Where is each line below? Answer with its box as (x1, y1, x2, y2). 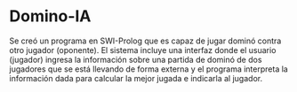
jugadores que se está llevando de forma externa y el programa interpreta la (9, 64, 289, 74)
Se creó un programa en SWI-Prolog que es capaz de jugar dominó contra (9, 35, 282, 46)
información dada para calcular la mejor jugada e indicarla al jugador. (9, 73, 263, 83)
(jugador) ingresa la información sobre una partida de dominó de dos (9, 54, 262, 65)
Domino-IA (9, 6, 92, 27)
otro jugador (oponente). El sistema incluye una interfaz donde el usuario (9, 44, 277, 55)
